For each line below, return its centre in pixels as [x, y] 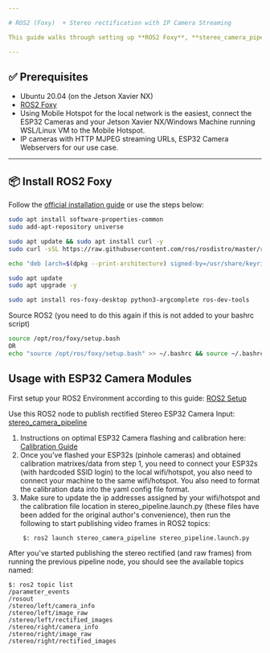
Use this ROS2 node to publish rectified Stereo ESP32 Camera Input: [122, 413]
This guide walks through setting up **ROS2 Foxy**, [98, 37]
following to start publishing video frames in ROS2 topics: [115, 523]
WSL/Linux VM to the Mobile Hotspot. [82, 130]
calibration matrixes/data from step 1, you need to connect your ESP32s [139, 463]
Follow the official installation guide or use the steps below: [106, 205]
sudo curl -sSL [34, 249]
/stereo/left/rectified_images [61, 620]
